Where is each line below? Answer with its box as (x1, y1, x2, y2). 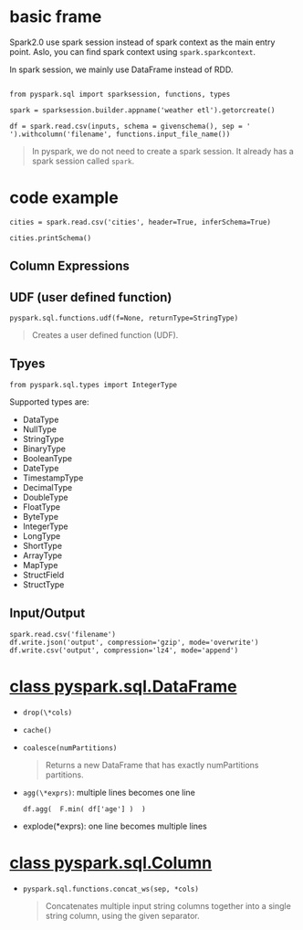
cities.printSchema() (9, 233, 92, 243)
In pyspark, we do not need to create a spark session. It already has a (31, 145, 294, 156)
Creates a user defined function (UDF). (31, 330, 179, 341)
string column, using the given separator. (45, 910, 200, 921)
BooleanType (22, 452, 73, 463)
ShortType (22, 540, 62, 551)
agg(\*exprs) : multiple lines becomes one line (22, 787, 196, 798)
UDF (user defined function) (9, 290, 172, 305)
